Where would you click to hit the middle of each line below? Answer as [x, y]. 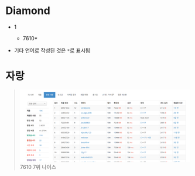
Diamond [28, 11]
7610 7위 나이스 [38, 167]
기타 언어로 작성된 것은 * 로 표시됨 [52, 50]
